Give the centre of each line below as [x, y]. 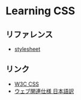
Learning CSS [40, 11]
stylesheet [27, 49]
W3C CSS [27, 84]
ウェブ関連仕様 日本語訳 [44, 91]
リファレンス [29, 34]
